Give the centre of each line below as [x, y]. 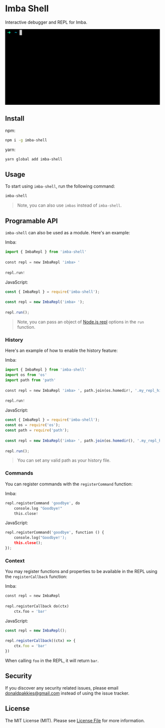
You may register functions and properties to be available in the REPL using [81, 571]
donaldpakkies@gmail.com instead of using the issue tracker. [67, 693]
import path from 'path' [30, 380]
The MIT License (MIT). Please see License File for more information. [75, 720]
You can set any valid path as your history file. [64, 460]
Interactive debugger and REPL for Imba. [46, 22]
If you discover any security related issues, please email [62, 688]
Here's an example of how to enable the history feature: [61, 350]
